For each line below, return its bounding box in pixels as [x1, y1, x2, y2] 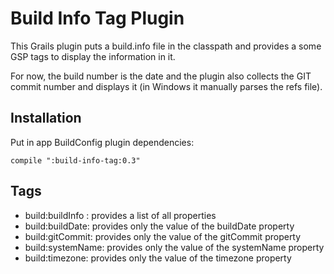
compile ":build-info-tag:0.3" [10, 155, 141, 166]
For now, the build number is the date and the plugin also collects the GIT [10, 70, 312, 82]
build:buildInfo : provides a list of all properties [24, 209, 217, 221]
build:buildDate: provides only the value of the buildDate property [24, 220, 295, 232]
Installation [10, 110, 82, 127]
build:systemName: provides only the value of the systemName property [24, 241, 325, 253]
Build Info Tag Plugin [10, 7, 185, 30]
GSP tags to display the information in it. [10, 50, 176, 62]
